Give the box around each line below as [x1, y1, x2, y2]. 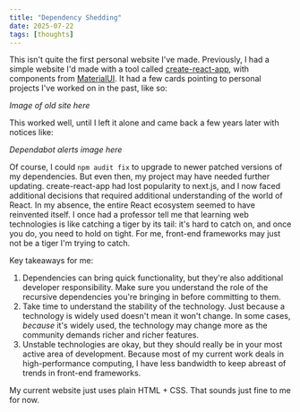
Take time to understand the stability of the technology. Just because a [21, 301, 285, 312]
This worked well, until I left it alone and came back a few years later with [9, 117, 279, 128]
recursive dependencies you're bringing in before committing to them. [21, 292, 282, 303]
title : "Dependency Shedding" [9, 13, 123, 22]
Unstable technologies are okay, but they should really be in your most [21, 339, 283, 350]
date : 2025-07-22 [9, 21, 74, 30]
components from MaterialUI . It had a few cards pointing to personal [9, 73, 261, 84]
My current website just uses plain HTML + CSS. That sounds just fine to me [9, 385, 291, 396]
